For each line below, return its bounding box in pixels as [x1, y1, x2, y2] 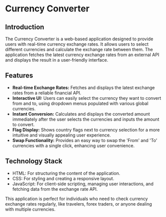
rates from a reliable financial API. [12, 90, 82, 96]
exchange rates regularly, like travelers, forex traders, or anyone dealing [5, 201, 152, 207]
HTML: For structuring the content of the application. [12, 170, 120, 176]
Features [5, 72, 33, 80]
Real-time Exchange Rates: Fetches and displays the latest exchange [12, 84, 155, 90]
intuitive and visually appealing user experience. [12, 132, 111, 138]
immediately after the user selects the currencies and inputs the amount [12, 116, 160, 122]
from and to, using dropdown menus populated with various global [12, 100, 149, 106]
